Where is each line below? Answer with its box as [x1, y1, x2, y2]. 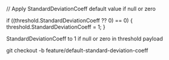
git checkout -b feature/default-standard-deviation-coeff [6, 47, 148, 54]
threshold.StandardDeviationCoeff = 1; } [6, 24, 106, 30]
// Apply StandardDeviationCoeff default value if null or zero [6, 5, 156, 12]
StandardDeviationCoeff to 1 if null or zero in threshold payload [6, 35, 164, 42]
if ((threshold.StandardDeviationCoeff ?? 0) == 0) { [6, 17, 133, 24]
